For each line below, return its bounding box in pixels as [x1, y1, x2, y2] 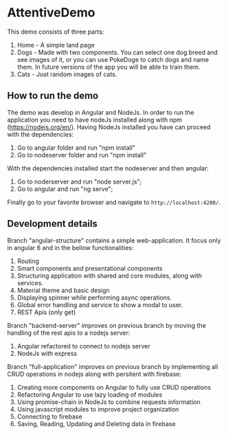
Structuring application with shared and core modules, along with [16, 271, 203, 280]
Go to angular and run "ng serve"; [16, 184, 113, 193]
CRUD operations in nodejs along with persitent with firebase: [7, 370, 182, 378]
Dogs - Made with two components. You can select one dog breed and [16, 48, 218, 56]
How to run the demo [7, 90, 99, 102]
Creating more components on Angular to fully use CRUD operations [16, 383, 212, 391]
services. [16, 278, 43, 287]
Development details [7, 218, 98, 230]
